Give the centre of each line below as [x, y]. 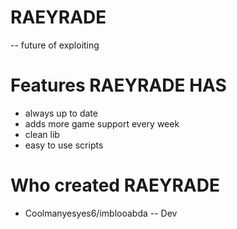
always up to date [61, 113]
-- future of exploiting [55, 45]
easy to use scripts [64, 145]
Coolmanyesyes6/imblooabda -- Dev [101, 213]
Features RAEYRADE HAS [118, 85]
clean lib [42, 134]
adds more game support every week [102, 123]
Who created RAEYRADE [115, 185]
